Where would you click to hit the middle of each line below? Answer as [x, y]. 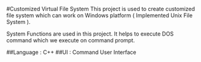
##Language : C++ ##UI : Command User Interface [71, 52]
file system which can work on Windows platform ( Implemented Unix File [100, 15]
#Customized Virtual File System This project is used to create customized [101, 9]
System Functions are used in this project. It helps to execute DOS [90, 34]
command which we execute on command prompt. [71, 40]
